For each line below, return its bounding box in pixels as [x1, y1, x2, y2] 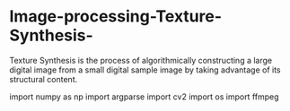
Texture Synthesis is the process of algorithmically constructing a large [9, 55, 273, 65]
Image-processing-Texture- [9, 6, 223, 27]
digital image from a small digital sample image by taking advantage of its [9, 64, 281, 75]
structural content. [9, 73, 78, 84]
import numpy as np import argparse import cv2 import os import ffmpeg [9, 91, 280, 102]
